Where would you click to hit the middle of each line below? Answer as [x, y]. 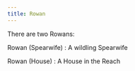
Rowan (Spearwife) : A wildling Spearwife [68, 47]
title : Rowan [27, 14]
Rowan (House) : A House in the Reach [64, 61]
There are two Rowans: [41, 34]
